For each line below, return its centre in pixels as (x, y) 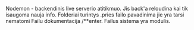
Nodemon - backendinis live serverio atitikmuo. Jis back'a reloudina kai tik (97, 9)
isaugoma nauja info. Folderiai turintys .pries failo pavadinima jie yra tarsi (95, 15)
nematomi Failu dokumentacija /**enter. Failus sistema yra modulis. (88, 21)
